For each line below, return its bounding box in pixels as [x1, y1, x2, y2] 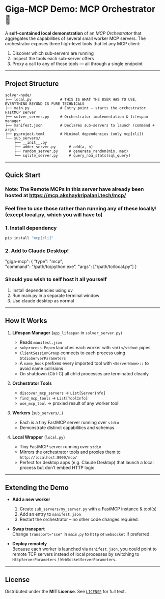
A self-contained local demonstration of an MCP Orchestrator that [5, 30, 141, 36]
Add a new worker [12, 497, 51, 502]
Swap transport [12, 526, 45, 532]
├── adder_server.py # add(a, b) [14, 144, 93, 149]
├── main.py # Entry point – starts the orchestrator [5, 105, 146, 110]
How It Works [5, 317, 48, 325]
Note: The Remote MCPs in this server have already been [5, 186, 144, 193]
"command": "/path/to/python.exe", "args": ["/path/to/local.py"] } [5, 264, 137, 269]
